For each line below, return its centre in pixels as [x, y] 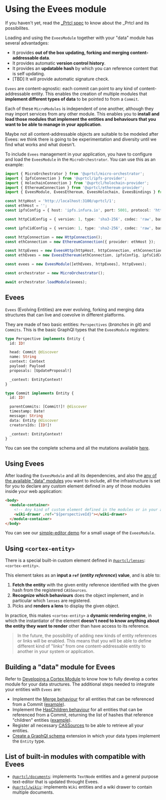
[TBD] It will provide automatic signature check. [61, 79]
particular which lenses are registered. [51, 601]
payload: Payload [27, 366]
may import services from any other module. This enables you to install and [82, 114]
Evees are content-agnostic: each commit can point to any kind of [72, 88]
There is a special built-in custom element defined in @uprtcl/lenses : [75, 560]
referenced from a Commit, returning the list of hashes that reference [83, 715]
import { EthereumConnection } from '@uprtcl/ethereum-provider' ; [75, 187]
